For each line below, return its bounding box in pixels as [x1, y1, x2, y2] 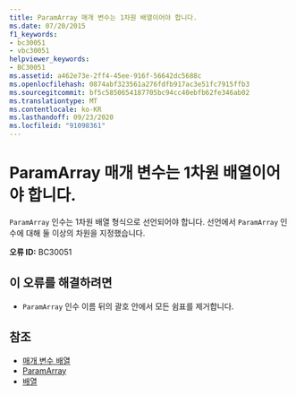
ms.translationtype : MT [9, 96, 98, 106]
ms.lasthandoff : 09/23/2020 [9, 113, 114, 122]
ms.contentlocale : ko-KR [9, 105, 102, 114]
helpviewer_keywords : [9, 55, 90, 64]
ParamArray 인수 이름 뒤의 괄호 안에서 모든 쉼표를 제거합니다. [21, 301, 234, 312]
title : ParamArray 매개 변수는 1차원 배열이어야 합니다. [9, 13, 198, 22]
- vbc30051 [9, 47, 50, 56]
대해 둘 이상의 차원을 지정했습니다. [25, 228, 146, 238]
